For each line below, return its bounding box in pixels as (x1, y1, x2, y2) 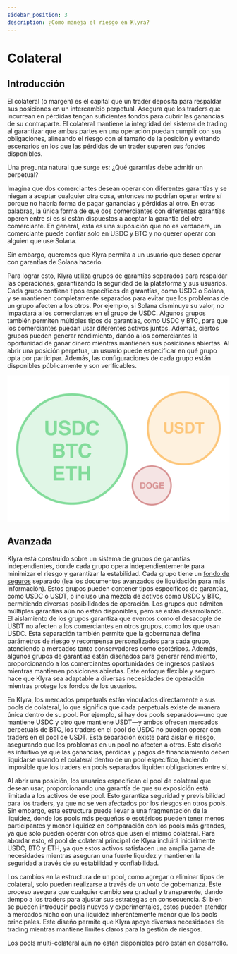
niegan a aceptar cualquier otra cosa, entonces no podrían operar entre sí (7, 191, 222, 200)
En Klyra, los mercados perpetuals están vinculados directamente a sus (7, 695, 216, 704)
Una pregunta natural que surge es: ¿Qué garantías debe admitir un (7, 163, 203, 171)
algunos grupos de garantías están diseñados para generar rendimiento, (7, 652, 217, 660)
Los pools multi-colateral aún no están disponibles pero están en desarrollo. (7, 938, 229, 947)
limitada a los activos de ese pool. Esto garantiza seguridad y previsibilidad (7, 791, 226, 800)
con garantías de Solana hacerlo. (7, 257, 104, 266)
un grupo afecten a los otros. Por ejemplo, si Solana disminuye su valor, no (7, 301, 224, 310)
